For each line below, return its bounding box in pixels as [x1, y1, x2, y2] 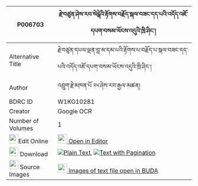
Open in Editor [68, 137, 108, 145]
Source [19, 163, 40, 171]
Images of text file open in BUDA [68, 167, 159, 175]
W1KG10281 [57, 97, 95, 106]
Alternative [9, 53, 39, 61]
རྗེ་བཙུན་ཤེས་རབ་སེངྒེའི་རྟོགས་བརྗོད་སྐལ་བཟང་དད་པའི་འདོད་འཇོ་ [58, 10, 188, 18]
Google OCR [57, 107, 93, 115]
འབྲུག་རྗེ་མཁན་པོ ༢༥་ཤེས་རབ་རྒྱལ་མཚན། [57, 81, 140, 89]
